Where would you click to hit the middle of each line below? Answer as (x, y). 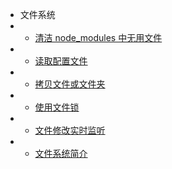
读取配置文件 (61, 61)
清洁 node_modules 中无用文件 (98, 37)
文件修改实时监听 (70, 130)
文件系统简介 (61, 153)
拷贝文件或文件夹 (70, 84)
